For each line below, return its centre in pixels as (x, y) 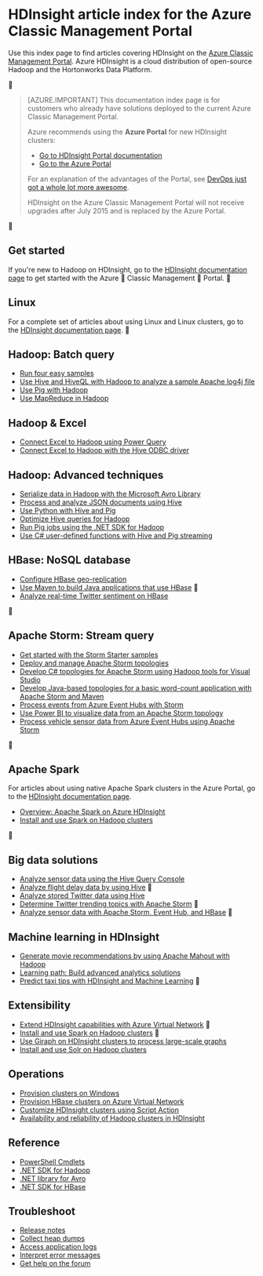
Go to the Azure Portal (75, 163)
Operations (36, 1074)
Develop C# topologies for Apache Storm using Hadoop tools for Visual (135, 671)
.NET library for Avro (53, 1178)
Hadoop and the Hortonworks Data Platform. (80, 69)
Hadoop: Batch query (62, 354)
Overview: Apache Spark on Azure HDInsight (92, 812)
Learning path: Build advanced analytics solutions (100, 973)
